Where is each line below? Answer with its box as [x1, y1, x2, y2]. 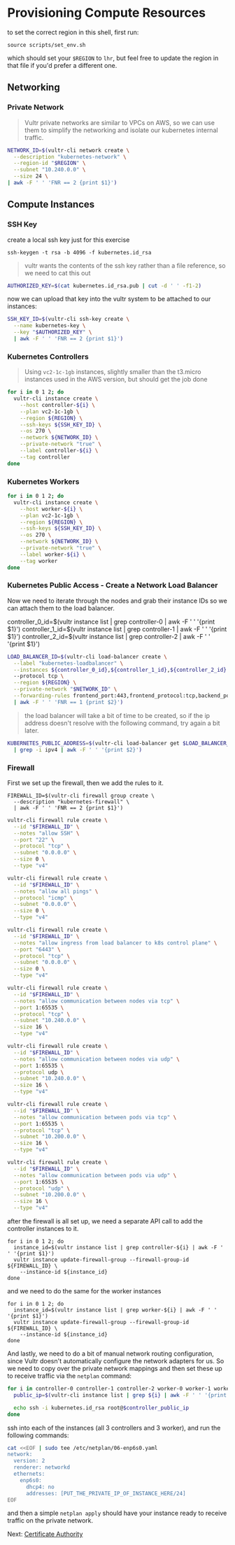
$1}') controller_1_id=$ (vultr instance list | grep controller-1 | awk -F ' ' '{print [7, 624, 227, 633]
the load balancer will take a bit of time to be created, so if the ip [24, 711, 211, 719]
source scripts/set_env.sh [7, 41, 86, 48]
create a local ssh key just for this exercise [7, 236, 130, 244]
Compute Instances [7, 199, 95, 210]
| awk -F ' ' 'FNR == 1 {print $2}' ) [13, 698, 124, 705]
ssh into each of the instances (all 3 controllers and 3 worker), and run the [7, 1423, 221, 1432]
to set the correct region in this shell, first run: [7, 28, 139, 36]
